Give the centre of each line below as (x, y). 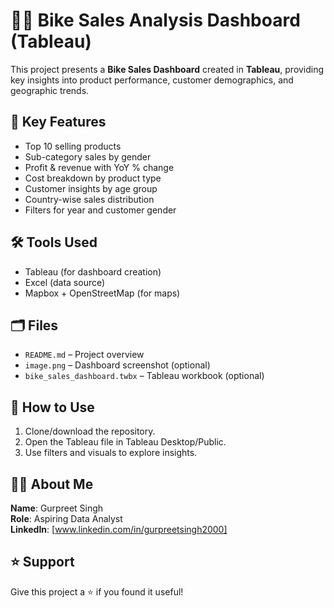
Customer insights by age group (91, 188)
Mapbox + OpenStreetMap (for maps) (102, 293)
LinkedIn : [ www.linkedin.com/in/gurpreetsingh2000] (119, 529)
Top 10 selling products (73, 146)
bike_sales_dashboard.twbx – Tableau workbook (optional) (144, 376)
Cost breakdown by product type (93, 178)
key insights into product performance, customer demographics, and (152, 80)
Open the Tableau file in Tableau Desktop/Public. (125, 442)
